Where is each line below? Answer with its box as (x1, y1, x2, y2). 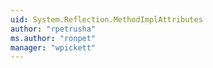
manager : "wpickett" (10, 42, 97, 53)
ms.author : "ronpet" (10, 33, 97, 43)
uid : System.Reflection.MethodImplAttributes (10, 14, 203, 25)
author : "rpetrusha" (10, 24, 97, 34)
